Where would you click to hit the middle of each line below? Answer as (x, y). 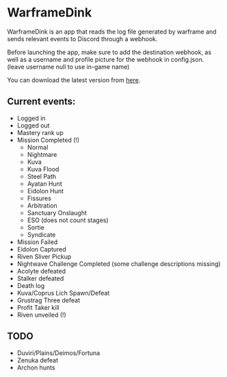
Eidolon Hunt (45, 191)
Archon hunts (36, 367)
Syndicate (41, 234)
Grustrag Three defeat (49, 300)
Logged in (31, 118)
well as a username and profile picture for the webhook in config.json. (106, 59)
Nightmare (42, 154)
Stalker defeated (40, 278)
